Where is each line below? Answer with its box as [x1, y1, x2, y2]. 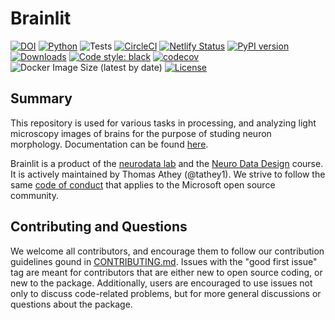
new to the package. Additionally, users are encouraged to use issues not [10, 277, 313, 289]
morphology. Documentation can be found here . [10, 138, 209, 150]
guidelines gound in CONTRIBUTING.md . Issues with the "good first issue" [10, 255, 318, 267]
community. [10, 189, 59, 201]
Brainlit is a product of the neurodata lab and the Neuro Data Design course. [10, 157, 324, 169]
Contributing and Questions [10, 218, 188, 236]
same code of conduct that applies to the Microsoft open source [10, 178, 276, 191]
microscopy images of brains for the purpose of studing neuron [10, 127, 272, 139]
